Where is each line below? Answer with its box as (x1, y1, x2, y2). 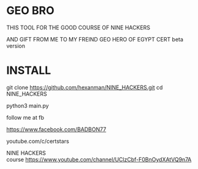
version (6, 42, 26, 49)
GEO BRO (6, 4, 55, 18)
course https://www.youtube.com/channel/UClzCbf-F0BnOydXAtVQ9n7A (6, 156, 192, 163)
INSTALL (6, 63, 51, 77)
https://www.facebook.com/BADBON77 (6, 126, 107, 133)
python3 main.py (6, 102, 49, 109)
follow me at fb (6, 113, 44, 121)
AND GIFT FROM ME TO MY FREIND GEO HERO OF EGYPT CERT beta (6, 35, 184, 43)
